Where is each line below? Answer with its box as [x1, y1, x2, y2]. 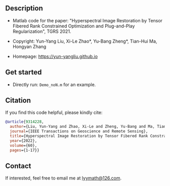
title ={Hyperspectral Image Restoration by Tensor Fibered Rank [10, 134, 148, 139]
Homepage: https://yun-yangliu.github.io [12, 53, 98, 59]
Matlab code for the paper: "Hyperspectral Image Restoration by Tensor [12, 17, 163, 23]
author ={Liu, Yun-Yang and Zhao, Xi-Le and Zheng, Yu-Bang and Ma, [10, 124, 155, 129]
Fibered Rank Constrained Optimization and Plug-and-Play [12, 23, 135, 29]
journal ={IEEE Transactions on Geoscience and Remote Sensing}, [10, 129, 148, 134]
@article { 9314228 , [5, 119, 44, 125]
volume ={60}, [10, 143, 37, 148]
